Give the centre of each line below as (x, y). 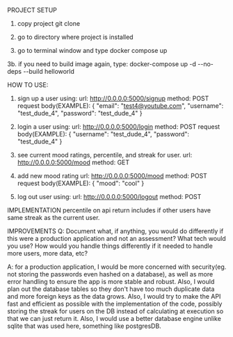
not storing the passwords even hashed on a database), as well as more (110, 274)
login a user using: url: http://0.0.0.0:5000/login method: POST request (119, 127)
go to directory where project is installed (75, 37)
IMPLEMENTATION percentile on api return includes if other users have (109, 210)
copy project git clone (49, 23)
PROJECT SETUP (32, 10)
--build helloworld (49, 71)
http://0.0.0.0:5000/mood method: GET (73, 162)
